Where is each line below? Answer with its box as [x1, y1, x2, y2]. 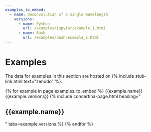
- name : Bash [18, 30, 46, 35]
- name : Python [18, 21, 50, 26]
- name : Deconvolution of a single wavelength [9, 12, 108, 17]
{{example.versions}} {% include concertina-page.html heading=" [5, 93, 141, 99]
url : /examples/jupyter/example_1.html [23, 26, 106, 31]
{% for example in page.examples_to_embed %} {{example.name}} [5, 88, 143, 94]
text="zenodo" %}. [23, 78, 63, 84]
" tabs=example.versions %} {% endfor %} [5, 121, 94, 127]
